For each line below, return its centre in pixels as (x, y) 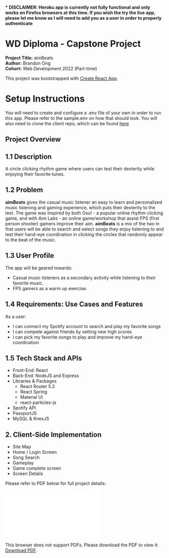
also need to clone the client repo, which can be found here (67, 123)
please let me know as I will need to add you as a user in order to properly (83, 18)
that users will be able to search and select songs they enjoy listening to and (84, 229)
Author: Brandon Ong (28, 63)
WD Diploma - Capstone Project (73, 44)
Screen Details (28, 474)
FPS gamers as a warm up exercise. (50, 288)
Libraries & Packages (35, 381)
